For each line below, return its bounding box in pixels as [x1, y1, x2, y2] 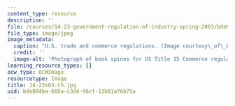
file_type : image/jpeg [7, 29, 73, 37]
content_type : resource [7, 10, 77, 17]
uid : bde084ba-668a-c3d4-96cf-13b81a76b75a [7, 88, 136, 95]
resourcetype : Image [7, 75, 68, 82]
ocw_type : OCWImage [7, 68, 64, 75]
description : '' [7, 17, 55, 24]
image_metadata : [7, 36, 55, 43]
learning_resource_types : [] [7, 62, 92, 69]
